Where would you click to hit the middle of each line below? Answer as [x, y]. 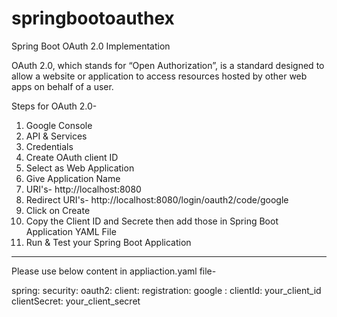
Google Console [59, 125]
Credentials [49, 146]
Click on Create [58, 210]
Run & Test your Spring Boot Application [108, 242]
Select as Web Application [80, 168]
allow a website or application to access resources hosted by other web [159, 76]
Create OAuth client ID [72, 157]
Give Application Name [73, 178]
